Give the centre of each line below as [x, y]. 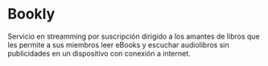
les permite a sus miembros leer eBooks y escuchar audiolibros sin [119, 44]
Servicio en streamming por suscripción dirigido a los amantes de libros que [134, 36]
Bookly [31, 14]
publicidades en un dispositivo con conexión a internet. [99, 53]
